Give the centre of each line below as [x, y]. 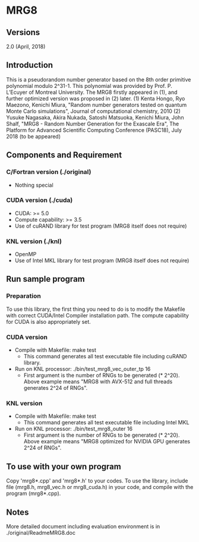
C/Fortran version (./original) [49, 172]
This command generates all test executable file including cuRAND [105, 357]
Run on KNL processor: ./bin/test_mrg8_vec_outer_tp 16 [83, 369]
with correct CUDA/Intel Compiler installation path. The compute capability [97, 315]
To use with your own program [64, 466]
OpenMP [26, 254]
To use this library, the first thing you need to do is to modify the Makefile [96, 309]
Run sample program [45, 279]
